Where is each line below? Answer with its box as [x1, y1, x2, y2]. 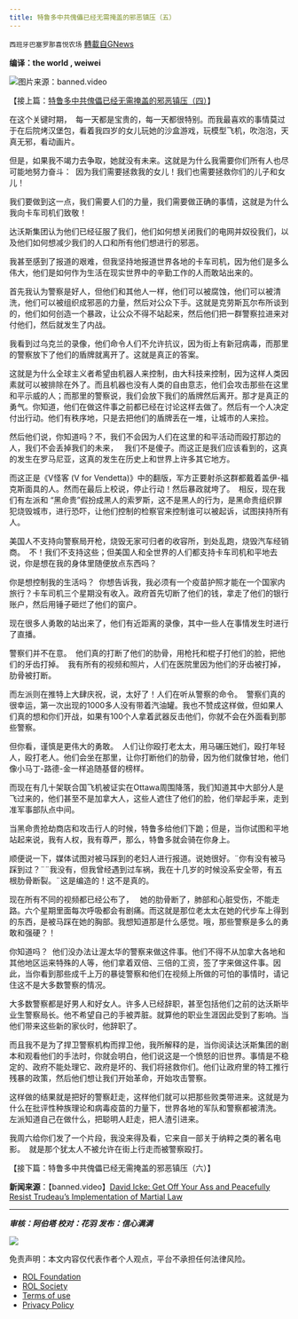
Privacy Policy [21, 1299, 74, 1310]
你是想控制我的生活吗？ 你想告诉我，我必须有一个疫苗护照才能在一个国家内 [9, 576, 286, 587]
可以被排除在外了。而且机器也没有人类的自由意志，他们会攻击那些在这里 [24, 379, 289, 390]
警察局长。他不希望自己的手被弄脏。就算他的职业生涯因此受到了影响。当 [24, 1009, 289, 1020]
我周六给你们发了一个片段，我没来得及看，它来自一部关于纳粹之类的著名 [9, 1133, 273, 1143]
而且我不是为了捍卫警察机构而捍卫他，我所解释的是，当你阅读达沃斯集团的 [9, 1039, 281, 1050]
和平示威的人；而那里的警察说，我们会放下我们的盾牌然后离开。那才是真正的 [9, 390, 289, 400]
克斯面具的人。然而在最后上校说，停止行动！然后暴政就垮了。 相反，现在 [9, 483, 278, 494]
